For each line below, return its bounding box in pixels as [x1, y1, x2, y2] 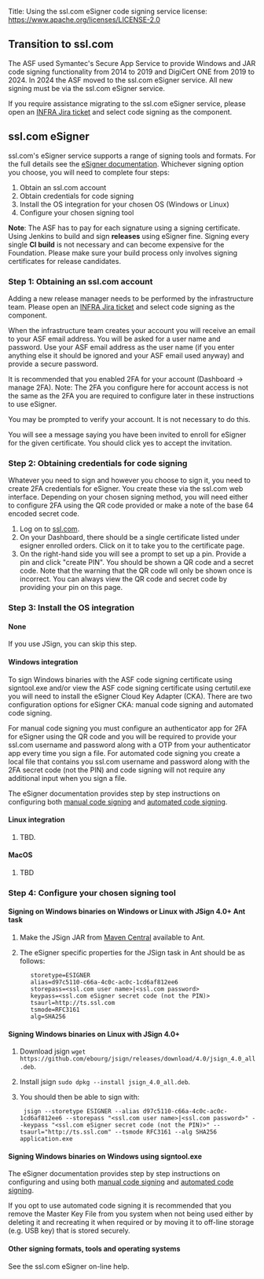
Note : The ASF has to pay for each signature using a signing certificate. [8, 223, 240, 233]
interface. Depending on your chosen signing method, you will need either [8, 493, 249, 502]
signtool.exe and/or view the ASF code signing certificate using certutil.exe [8, 683, 251, 692]
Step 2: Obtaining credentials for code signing [8, 457, 188, 468]
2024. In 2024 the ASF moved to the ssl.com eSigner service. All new [8, 75, 233, 85]
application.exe [19, 1135, 73, 1143]
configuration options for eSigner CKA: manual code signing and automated [8, 699, 254, 709]
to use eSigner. [8, 399, 57, 409]
